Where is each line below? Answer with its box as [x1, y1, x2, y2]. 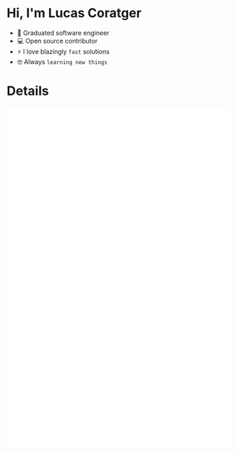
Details [6, 83, 49, 99]
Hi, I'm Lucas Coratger [6, 5, 142, 21]
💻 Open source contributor [16, 36, 98, 45]
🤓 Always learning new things [16, 57, 108, 66]
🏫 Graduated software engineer [16, 28, 110, 37]
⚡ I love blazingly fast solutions [16, 47, 110, 56]
